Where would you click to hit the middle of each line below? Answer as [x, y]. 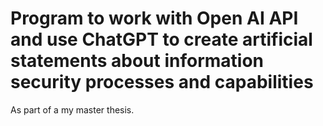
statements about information [137, 61]
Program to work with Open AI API [154, 18]
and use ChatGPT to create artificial [161, 39]
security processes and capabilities [162, 82]
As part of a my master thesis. [72, 109]
